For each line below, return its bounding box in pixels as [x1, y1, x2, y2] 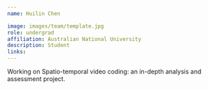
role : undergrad [7, 29, 54, 36]
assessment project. [7, 75, 65, 83]
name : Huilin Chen [7, 10, 61, 17]
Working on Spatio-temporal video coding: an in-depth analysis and [7, 67, 202, 75]
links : [7, 48, 26, 55]
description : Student [7, 42, 70, 49]
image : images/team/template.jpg [7, 22, 104, 30]
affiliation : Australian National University [7, 35, 141, 42]
